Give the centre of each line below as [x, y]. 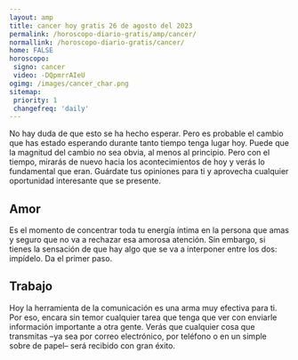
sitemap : [25, 92]
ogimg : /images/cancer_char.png [69, 84]
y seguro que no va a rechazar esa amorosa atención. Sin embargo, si [137, 240]
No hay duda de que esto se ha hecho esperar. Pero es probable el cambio [146, 133]
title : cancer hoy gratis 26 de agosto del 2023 [101, 26]
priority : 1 [35, 100]
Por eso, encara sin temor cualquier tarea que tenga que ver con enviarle [143, 317]
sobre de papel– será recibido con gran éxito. [93, 345]
